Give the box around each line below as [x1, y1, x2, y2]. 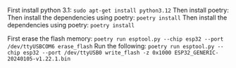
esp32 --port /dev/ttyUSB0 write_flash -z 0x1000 [23, 49, 172, 56]
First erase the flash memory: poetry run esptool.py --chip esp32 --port [7, 34, 224, 43]
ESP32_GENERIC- [174, 49, 219, 56]
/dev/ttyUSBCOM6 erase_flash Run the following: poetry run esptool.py [7, 42, 215, 50]
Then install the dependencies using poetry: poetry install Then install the [7, 13, 228, 22]
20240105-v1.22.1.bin [7, 55, 71, 62]
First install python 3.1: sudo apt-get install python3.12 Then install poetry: [7, 6, 229, 14]
